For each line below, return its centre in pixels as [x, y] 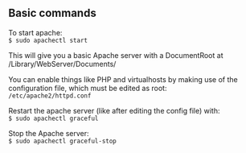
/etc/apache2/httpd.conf [50, 96]
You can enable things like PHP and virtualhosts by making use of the [123, 79]
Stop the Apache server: [49, 133]
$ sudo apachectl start [48, 40]
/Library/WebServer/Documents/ [62, 64]
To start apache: [35, 32]
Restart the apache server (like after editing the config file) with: [114, 110]
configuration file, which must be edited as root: [88, 88]
